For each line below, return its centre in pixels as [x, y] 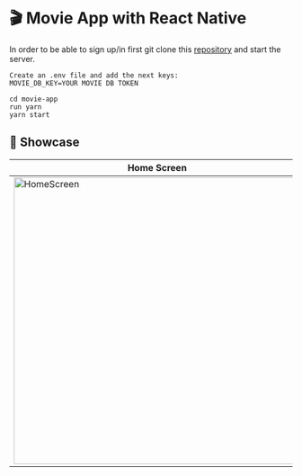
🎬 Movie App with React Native [128, 18]
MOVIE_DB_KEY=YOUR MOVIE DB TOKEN [74, 83]
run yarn [26, 107]
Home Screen [157, 167]
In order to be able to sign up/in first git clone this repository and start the [145, 49]
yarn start [30, 114]
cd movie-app [34, 99]
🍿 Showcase [44, 143]
